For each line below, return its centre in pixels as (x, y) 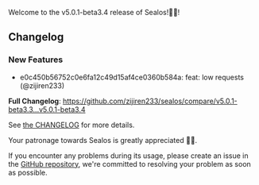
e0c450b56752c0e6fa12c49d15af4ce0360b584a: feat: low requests (132, 77)
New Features (36, 60)
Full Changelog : (35, 101)
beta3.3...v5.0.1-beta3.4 (47, 109)
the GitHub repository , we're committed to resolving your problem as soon (130, 164)
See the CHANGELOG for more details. (72, 125)
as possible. (28, 172)
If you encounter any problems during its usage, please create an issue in (128, 156)
